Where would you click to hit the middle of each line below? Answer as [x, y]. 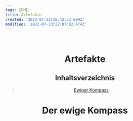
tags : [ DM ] [17, 10]
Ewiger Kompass [91, 90]
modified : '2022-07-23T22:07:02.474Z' [46, 24]
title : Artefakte [24, 15]
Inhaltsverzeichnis [85, 78]
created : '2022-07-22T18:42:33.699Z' [45, 19]
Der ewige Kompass [85, 111]
